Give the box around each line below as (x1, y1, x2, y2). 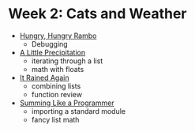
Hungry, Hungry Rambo (19, 31, 97, 40)
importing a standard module (31, 106, 126, 115)
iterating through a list (31, 56, 103, 66)
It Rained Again (19, 73, 69, 82)
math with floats (31, 64, 84, 74)
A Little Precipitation (19, 47, 85, 57)
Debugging (31, 39, 69, 48)
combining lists (31, 81, 81, 91)
